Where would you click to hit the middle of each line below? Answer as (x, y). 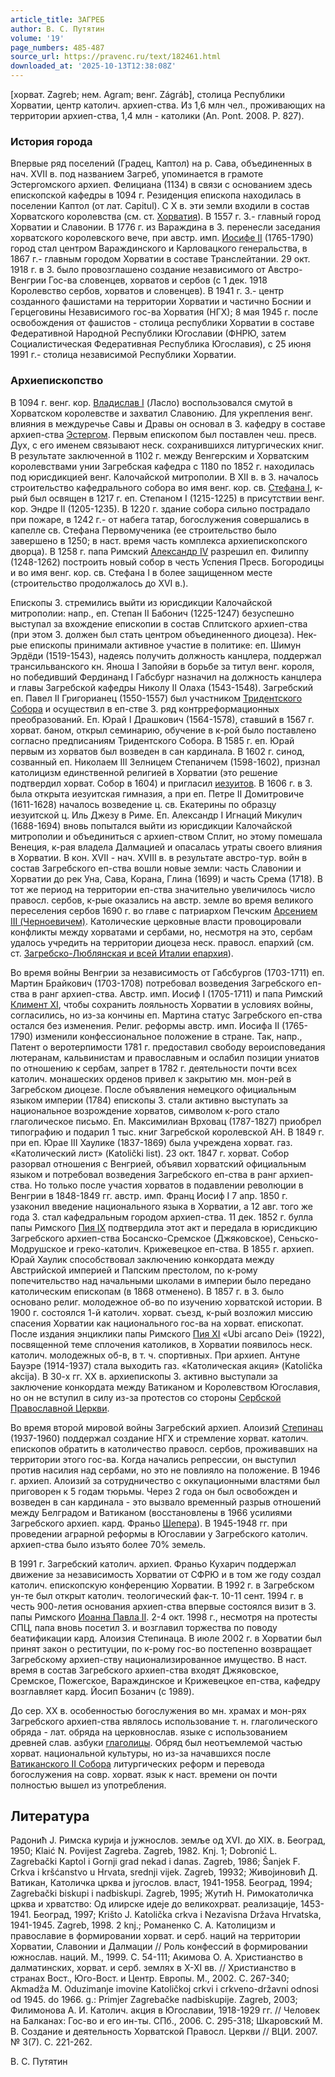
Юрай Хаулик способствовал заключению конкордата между (142, 1259)
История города (51, 141)
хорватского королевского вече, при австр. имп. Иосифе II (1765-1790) (162, 238)
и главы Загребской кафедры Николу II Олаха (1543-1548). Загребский (162, 687)
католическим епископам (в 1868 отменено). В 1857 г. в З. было (147, 1291)
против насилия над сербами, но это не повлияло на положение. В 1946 (165, 1470)
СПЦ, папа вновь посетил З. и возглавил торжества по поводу (144, 1627)
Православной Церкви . (60, 1408)
